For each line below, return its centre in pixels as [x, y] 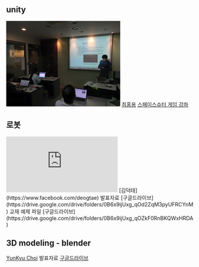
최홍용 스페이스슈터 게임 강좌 [155, 104]
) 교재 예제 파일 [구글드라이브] [41, 211]
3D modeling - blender [48, 243]
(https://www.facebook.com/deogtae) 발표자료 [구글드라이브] [80, 197]
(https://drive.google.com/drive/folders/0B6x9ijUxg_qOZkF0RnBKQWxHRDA [100, 218]
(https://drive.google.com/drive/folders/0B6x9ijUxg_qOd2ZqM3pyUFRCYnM [100, 204]
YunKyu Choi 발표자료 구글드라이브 [48, 258]
